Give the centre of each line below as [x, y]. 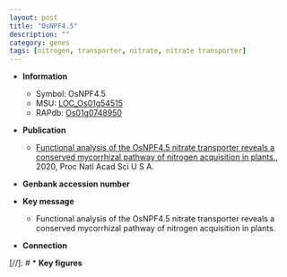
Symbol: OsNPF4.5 [70, 94]
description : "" [39, 34]
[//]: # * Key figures [46, 263]
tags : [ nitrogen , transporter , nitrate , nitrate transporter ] [128, 51]
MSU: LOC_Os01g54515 [79, 103]
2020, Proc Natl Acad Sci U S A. [95, 167]
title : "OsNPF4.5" [43, 26]
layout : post [34, 17]
